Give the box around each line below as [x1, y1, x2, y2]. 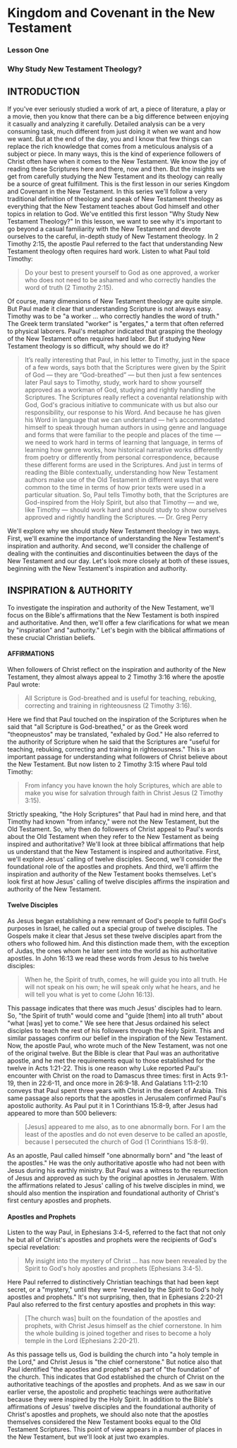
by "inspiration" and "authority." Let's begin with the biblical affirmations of [7, 626, 226, 634]
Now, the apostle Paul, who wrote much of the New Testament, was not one [7, 1042, 228, 1050]
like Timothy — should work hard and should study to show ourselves [24, 505, 227, 514]
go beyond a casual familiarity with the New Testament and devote [7, 224, 201, 233]
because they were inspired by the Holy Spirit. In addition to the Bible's [7, 1395, 214, 1404]
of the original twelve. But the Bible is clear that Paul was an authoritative [7, 1049, 220, 1058]
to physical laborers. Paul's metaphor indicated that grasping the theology [7, 327, 223, 335]
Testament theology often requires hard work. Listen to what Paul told [7, 247, 210, 255]
